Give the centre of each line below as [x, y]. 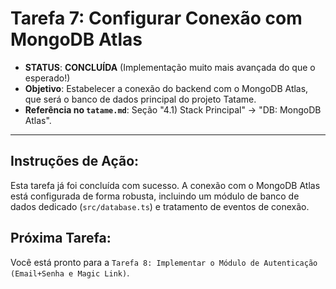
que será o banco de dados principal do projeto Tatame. [140, 99]
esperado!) [47, 78]
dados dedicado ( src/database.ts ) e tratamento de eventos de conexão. [160, 206]
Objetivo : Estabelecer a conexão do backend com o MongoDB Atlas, [166, 88]
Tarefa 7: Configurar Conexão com [156, 18]
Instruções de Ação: [75, 161]
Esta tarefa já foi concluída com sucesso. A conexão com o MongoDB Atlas [165, 185]
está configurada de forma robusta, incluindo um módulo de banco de [155, 196]
